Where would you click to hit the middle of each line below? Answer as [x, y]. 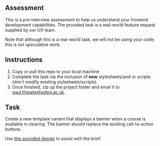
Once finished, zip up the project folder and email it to [66, 87]
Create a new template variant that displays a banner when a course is [75, 119]
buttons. [13, 129]
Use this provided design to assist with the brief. [53, 139]
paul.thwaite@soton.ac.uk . [39, 92]
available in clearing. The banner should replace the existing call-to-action [79, 124]
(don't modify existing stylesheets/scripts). [55, 81]
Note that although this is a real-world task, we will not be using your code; [80, 39]
